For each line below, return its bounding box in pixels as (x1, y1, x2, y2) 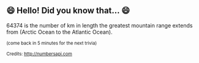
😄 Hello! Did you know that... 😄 (6, 6, 130, 16)
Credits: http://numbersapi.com (6, 51, 72, 57)
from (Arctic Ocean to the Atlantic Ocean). (6, 28, 113, 35)
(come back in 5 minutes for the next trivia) (6, 40, 97, 46)
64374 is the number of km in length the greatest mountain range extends (6, 21, 193, 29)
